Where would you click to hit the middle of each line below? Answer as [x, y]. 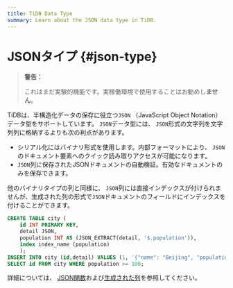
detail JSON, [38, 232]
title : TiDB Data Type [40, 14]
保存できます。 [51, 173]
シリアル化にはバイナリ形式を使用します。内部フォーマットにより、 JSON [121, 147]
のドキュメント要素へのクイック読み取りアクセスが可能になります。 [114, 156]
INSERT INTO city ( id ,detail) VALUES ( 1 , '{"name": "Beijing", [101, 257]
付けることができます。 [41, 205]
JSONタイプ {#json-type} [82, 57]
